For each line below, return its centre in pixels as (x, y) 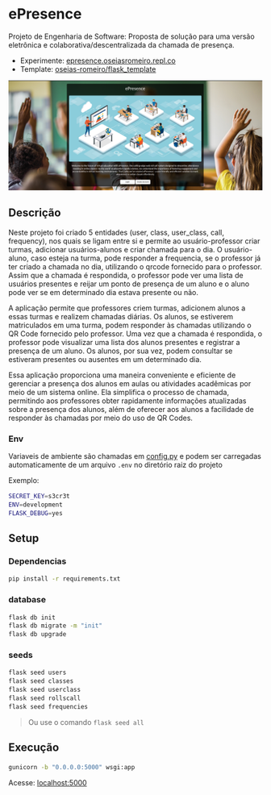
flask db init (32, 618)
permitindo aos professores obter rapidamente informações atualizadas (127, 401)
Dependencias (38, 561)
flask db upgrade (38, 635)
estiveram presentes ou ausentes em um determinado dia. (105, 359)
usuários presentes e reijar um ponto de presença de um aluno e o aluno (129, 284)
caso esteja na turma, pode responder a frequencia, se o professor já (146, 258)
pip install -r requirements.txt (65, 579)
